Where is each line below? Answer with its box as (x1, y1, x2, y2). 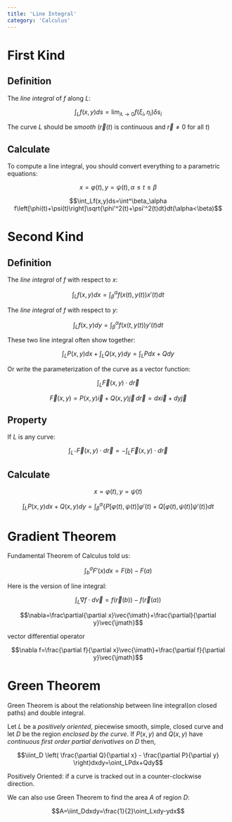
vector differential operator (7, 632, 86, 640)
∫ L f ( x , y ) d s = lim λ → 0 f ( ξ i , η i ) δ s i (74, 107, 162, 118)
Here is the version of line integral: (7, 582, 107, 590)
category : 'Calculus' (7, 17, 71, 24)
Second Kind (7, 229, 84, 245)
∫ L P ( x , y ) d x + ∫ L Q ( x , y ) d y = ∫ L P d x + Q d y (62, 349, 174, 359)
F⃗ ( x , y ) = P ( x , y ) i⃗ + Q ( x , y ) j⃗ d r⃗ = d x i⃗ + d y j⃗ (49, 394, 187, 402)
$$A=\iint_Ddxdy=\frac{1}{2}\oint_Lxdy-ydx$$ (51, 807, 185, 815)
